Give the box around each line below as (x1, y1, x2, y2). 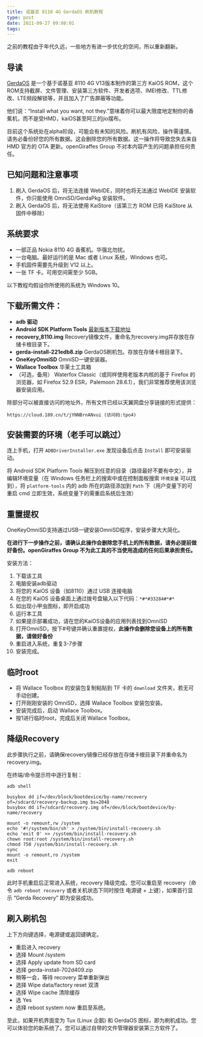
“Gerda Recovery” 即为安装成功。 (13, 894, 97, 901)
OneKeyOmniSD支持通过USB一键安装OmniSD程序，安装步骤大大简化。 (7, 526, 183, 534)
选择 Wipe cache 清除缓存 (15, 989, 80, 996)
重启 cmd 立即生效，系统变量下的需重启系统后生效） (7, 490, 137, 497)
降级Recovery (7, 734, 60, 744)
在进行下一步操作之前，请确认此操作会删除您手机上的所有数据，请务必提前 (7, 539, 192, 547)
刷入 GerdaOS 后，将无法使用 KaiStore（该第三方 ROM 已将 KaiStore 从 (15, 201, 193, 209)
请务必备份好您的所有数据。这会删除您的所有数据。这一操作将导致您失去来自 (7, 135, 197, 142)
